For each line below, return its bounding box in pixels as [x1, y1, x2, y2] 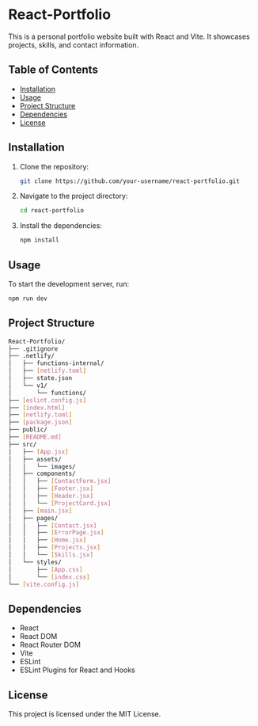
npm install [19, 236, 59, 245]
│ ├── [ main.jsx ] [8, 507, 73, 515]
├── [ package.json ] [8, 418, 73, 427]
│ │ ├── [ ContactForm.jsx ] [8, 477, 112, 485]
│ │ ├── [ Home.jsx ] [8, 536, 87, 544]
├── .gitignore [8, 344, 59, 353]
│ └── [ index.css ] [8, 572, 90, 581]
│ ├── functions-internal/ [8, 359, 104, 367]
